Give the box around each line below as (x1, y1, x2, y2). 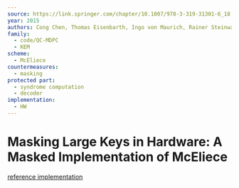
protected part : (7, 76, 55, 84)
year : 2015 (7, 17, 40, 24)
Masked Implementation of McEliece (7, 149, 228, 165)
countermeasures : (7, 63, 59, 70)
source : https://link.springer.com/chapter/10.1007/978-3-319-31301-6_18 (7, 10, 231, 18)
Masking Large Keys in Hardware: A (7, 134, 223, 150)
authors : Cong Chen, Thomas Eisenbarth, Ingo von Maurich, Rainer (7, 23, 208, 31)
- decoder (14, 90, 43, 97)
